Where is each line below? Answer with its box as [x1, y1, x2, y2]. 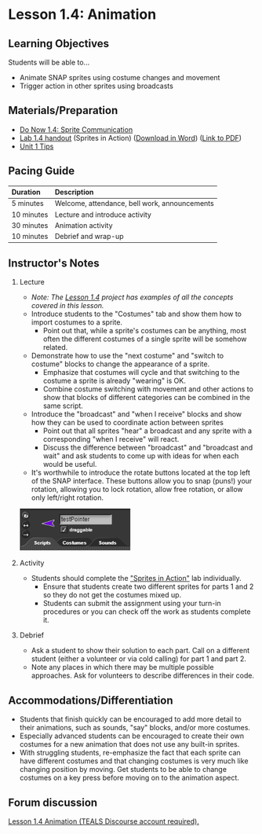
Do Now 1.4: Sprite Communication [19, 124, 133, 134]
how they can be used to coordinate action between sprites [31, 418, 224, 428]
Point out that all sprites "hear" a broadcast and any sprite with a [42, 426, 253, 435]
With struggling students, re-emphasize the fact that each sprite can [19, 748, 241, 758]
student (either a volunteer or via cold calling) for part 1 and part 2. [31, 654, 247, 663]
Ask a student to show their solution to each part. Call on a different [31, 646, 250, 656]
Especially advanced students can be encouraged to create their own [19, 731, 245, 740]
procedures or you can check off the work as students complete [42, 607, 251, 616]
